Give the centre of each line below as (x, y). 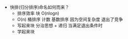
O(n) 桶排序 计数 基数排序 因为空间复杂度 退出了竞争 (70, 19)
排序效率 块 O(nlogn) (38, 13)
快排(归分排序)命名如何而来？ (40, 7)
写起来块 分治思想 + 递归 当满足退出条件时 (60, 25)
